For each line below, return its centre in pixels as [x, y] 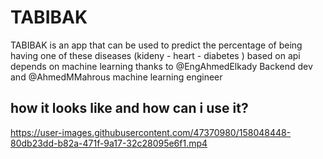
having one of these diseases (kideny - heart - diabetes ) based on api [155, 55]
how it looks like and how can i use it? [129, 108]
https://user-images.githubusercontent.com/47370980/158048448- [151, 132]
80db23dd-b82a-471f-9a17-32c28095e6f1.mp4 [109, 143]
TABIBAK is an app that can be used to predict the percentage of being [156, 45]
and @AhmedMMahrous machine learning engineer [116, 77]
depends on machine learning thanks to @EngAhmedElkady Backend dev [161, 66]
